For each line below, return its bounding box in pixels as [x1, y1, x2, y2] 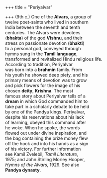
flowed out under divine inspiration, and [5, 130, 87, 136]
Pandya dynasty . [5, 167, 41, 173]
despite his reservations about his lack [5, 114, 85, 120]
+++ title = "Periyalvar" [5, 4, 53, 10]
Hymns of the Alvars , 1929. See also [5, 162, 80, 168]
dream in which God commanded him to [5, 98, 88, 104]
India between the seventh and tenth [5, 24, 81, 30]
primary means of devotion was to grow [5, 77, 87, 83]
